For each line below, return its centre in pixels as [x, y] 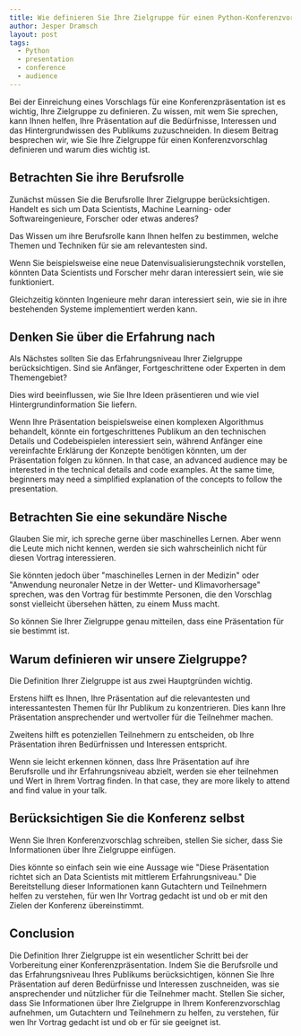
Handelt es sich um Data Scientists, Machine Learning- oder [120, 208]
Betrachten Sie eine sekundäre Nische [118, 517]
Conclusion [42, 934]
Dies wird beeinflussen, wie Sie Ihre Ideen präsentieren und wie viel [134, 395]
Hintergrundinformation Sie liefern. [73, 404]
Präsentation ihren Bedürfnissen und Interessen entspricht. [118, 744]
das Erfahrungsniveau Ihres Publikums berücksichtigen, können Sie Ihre [142, 974]
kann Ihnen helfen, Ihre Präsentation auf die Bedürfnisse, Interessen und [143, 120]
